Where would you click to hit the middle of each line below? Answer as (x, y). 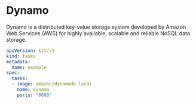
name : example (29, 67)
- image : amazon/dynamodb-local (52, 84)
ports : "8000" (34, 95)
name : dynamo (33, 90)
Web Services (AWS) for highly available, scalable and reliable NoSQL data (98, 33)
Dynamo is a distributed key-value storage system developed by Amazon (96, 27)
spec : (13, 73)
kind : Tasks (21, 56)
